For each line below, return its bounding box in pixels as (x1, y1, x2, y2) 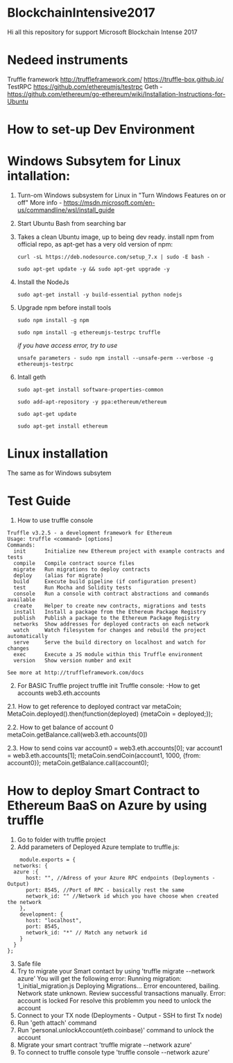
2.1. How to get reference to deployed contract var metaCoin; (7, 702, 182, 710)
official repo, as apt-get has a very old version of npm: (17, 240, 173, 248)
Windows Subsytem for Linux (7, 153, 182, 169)
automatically (7, 633, 49, 639)
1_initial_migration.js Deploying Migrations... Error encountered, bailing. (17, 981, 221, 990)
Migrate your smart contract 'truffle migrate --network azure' (17, 1040, 192, 1049)
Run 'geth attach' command (17, 1019, 97, 1027)
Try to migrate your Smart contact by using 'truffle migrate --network (17, 966, 215, 975)
